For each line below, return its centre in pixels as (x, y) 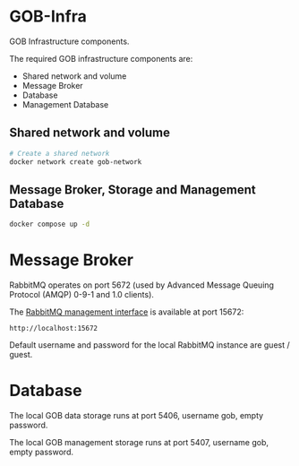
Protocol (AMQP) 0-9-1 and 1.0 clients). (82, 295)
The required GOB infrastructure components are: (101, 58)
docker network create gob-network (76, 162)
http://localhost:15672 (54, 329)
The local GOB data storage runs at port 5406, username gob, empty (137, 416)
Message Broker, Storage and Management (133, 190)
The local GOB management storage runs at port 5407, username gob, (139, 443)
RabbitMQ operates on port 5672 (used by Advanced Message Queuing (142, 285)
